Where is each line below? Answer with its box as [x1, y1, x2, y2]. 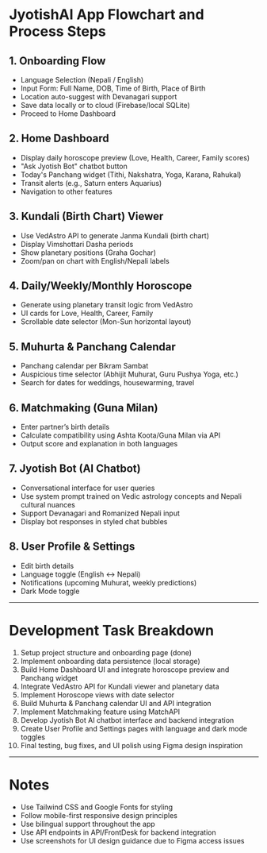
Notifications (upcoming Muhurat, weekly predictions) [20, 577, 197, 587]
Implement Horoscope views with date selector [20, 689, 175, 700]
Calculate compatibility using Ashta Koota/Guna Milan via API [20, 430, 221, 440]
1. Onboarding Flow [9, 54, 106, 68]
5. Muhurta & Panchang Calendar [9, 340, 177, 353]
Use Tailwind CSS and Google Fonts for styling [20, 802, 174, 812]
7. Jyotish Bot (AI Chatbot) [9, 462, 141, 476]
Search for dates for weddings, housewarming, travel [20, 378, 195, 388]
